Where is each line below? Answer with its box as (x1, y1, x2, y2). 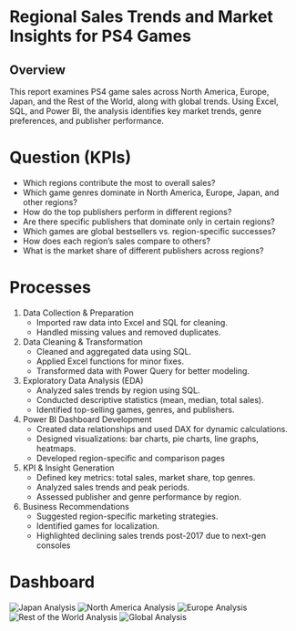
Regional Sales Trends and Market (9, 6, 273, 27)
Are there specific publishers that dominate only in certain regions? (22, 216, 275, 227)
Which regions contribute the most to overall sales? (22, 177, 216, 188)
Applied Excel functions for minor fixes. (36, 356, 185, 367)
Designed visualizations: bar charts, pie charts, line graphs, (36, 433, 260, 444)
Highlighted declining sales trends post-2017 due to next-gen (36, 530, 267, 541)
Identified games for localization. (36, 520, 159, 531)
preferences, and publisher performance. (9, 116, 165, 126)
